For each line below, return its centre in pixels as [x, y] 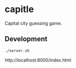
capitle [19, 9]
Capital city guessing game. [33, 23]
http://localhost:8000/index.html [38, 60]
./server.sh [17, 51]
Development [26, 39]
